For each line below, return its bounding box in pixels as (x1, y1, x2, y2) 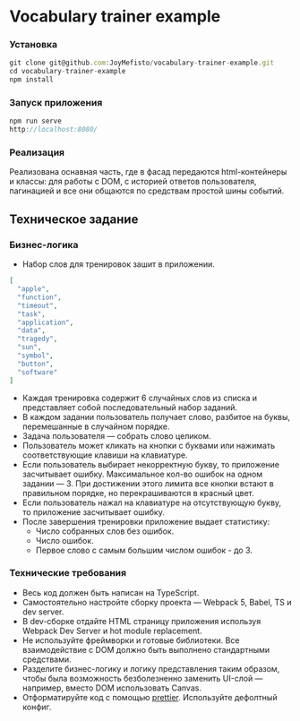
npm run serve (9, 116, 63, 126)
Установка (9, 39, 58, 51)
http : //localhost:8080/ (9, 125, 99, 134)
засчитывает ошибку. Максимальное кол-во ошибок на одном (21, 468, 263, 479)
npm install (9, 75, 54, 84)
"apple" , (17, 285, 50, 294)
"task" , (17, 309, 47, 319)
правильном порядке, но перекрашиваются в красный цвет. (21, 487, 255, 498)
